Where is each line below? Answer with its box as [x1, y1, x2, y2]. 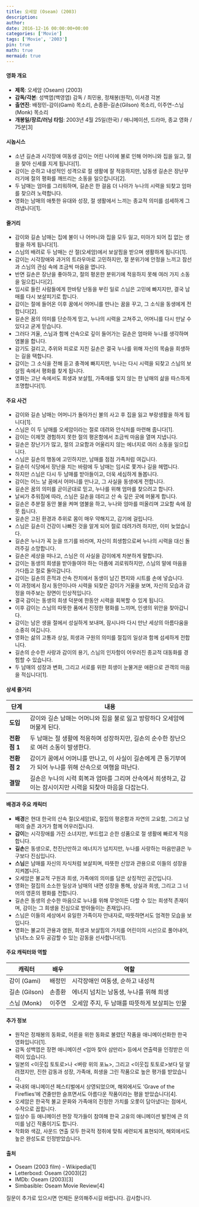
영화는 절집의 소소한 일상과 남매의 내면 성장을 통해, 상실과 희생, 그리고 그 [14, 882, 182, 889]
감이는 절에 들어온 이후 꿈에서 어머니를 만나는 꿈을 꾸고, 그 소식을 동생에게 [14, 301, 185, 308]
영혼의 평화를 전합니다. [25, 889, 79, 896]
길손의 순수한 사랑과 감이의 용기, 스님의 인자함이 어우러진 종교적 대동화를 [14, 649, 182, 656]
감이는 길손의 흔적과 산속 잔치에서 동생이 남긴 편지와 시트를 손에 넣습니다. [14, 575, 184, 582]
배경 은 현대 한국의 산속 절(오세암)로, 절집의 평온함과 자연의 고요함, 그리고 [14, 815, 183, 822]
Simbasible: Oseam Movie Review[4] [14, 1182, 105, 1189]
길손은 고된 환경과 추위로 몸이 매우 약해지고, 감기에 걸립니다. [14, 515, 154, 522]
